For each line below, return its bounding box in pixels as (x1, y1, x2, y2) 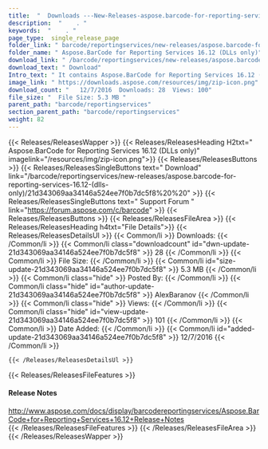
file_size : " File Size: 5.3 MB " (8, 93, 127, 101)
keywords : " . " (8, 26, 77, 34)
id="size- (205, 256, 237, 266)
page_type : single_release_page (8, 33, 120, 42)
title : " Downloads (8, 11, 81, 20)
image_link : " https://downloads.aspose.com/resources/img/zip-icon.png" (8, 78, 259, 86)
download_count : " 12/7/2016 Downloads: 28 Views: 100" (8, 85, 213, 94)
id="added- (216, 324, 255, 333)
